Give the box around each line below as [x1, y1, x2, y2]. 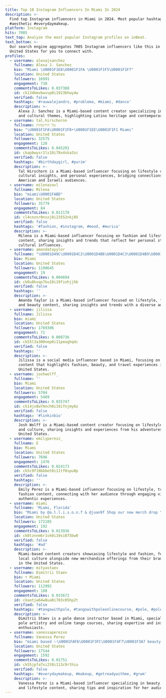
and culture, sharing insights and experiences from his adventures [18, 427, 163, 432]
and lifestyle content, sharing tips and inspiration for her [18, 685, 149, 690]
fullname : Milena [14, 187, 50, 192]
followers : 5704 [14, 390, 48, 395]
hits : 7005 [5, 30, 28, 35]
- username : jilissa [9, 307, 52, 312]
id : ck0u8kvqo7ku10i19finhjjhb [14, 279, 79, 284]
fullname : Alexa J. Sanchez [14, 63, 72, 67]
